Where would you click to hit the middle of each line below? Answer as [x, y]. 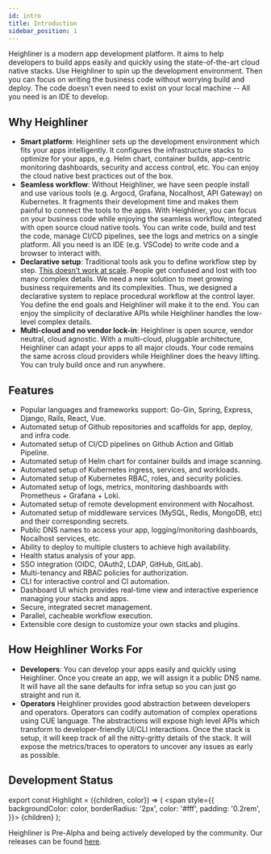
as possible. [40, 755]
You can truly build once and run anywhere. [92, 365]
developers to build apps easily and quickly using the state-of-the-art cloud [134, 62]
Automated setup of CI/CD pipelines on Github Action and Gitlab [127, 444]
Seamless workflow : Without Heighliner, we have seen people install [135, 185]
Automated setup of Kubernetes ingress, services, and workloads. [130, 470]
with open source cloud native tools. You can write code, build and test [138, 228]
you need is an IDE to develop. [59, 97]
